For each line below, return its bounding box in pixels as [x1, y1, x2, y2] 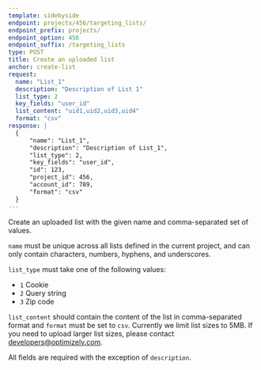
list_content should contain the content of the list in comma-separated [8, 311, 243, 321]
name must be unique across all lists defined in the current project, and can [8, 240, 251, 250]
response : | [8, 122, 47, 130]
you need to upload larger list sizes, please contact [8, 329, 175, 338]
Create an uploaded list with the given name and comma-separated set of [8, 217, 249, 226]
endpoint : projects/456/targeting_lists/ [8, 19, 147, 27]
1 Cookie [19, 280, 49, 289]
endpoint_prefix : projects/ [8, 26, 101, 34]
